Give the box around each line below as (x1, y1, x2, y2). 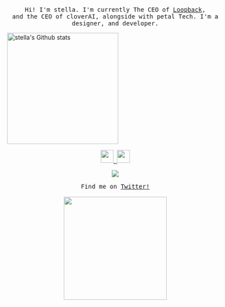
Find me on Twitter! (80, 183, 150, 190)
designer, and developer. (71, 20, 159, 27)
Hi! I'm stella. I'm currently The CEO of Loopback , (25, 6, 206, 13)
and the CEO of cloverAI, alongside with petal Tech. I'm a (12, 13, 219, 20)
